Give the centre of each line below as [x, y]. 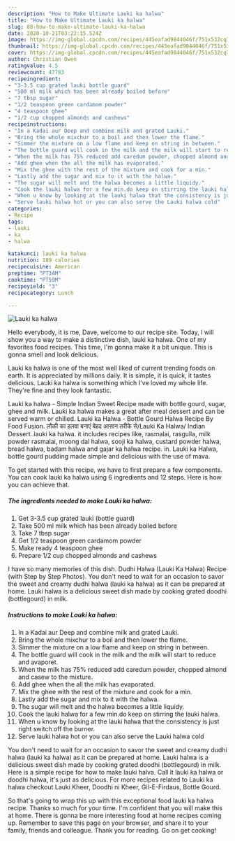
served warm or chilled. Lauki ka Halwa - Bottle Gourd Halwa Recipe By [111, 419]
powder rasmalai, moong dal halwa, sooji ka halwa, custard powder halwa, [115, 442]
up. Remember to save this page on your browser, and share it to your [108, 823]
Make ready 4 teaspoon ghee [60, 548]
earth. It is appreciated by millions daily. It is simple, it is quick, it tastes [109, 375]
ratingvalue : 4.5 [33, 66]
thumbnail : [24, 46]
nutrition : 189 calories [44, 260]
